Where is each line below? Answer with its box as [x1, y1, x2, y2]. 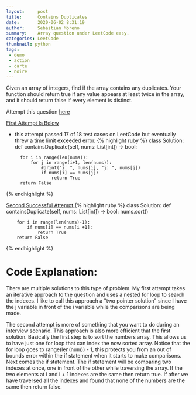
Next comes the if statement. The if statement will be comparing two [6, 358, 171, 366]
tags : [6, 47, 19, 53]
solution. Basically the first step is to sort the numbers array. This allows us [6, 334, 187, 341]
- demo [8, 52, 25, 58]
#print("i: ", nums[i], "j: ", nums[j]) [40, 165, 141, 171]
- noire [8, 68, 27, 74]
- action [8, 57, 30, 63]
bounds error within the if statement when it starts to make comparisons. [6, 352, 182, 359]
